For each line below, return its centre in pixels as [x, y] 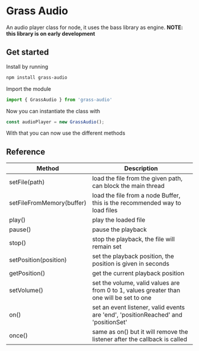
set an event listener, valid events [139, 308]
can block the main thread [128, 186]
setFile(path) [27, 182]
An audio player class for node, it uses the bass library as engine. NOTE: [95, 27]
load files [105, 210]
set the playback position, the [133, 256]
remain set [107, 247]
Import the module [29, 89]
